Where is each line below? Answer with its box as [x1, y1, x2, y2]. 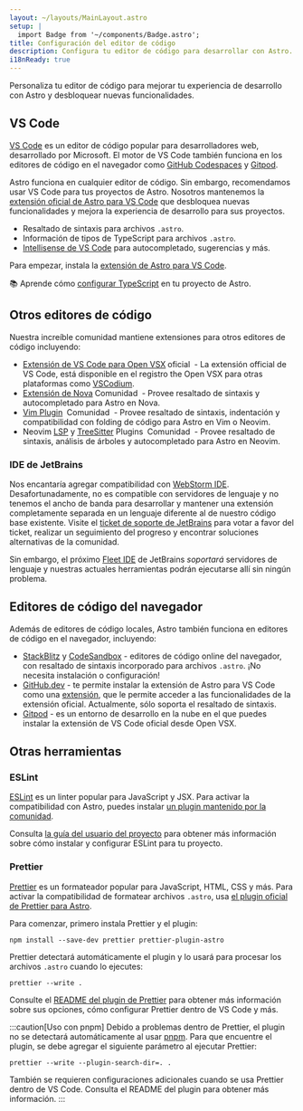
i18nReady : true [9, 55, 71, 64]
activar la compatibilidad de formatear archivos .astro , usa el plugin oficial [9, 890, 288, 901]
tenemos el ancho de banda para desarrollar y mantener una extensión [9, 498, 274, 508]
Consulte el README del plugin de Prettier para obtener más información [9, 994, 282, 1005]
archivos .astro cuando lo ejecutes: [9, 961, 143, 972]
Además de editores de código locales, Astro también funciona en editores [9, 623, 289, 634]
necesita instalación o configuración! [22, 669, 161, 680]
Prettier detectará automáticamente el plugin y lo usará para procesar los [9, 951, 282, 962]
